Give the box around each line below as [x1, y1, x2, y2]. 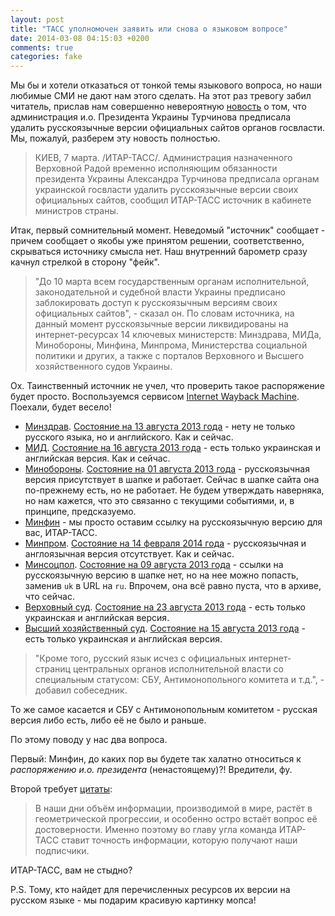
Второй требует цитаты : [10, 783, 113, 795]
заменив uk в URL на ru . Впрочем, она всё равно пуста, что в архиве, [24, 580, 322, 592]
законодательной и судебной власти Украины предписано [34, 286, 287, 298]
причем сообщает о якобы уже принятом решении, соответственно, [10, 235, 305, 247]
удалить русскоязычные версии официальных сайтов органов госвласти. [10, 122, 326, 134]
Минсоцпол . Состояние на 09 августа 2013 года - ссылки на [24, 559, 284, 571]
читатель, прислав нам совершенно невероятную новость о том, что [10, 101, 307, 113]
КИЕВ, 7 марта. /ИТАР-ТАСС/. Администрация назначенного [34, 152, 293, 164]
